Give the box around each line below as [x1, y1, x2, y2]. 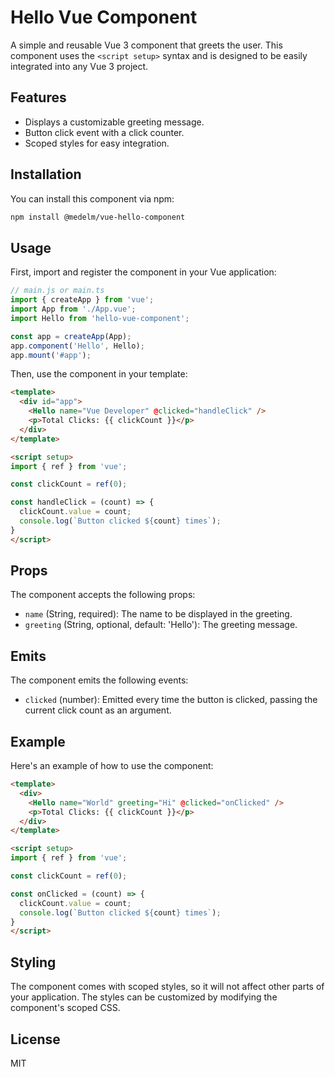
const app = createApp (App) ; [10, 331, 132, 341]
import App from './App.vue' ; [10, 304, 137, 314]
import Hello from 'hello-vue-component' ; [10, 313, 190, 323]
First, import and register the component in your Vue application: [10, 266, 277, 278]
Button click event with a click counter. [24, 126, 185, 138]
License [10, 1031, 61, 1048]
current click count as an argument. [24, 704, 172, 716]
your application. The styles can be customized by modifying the [10, 991, 278, 1003]
